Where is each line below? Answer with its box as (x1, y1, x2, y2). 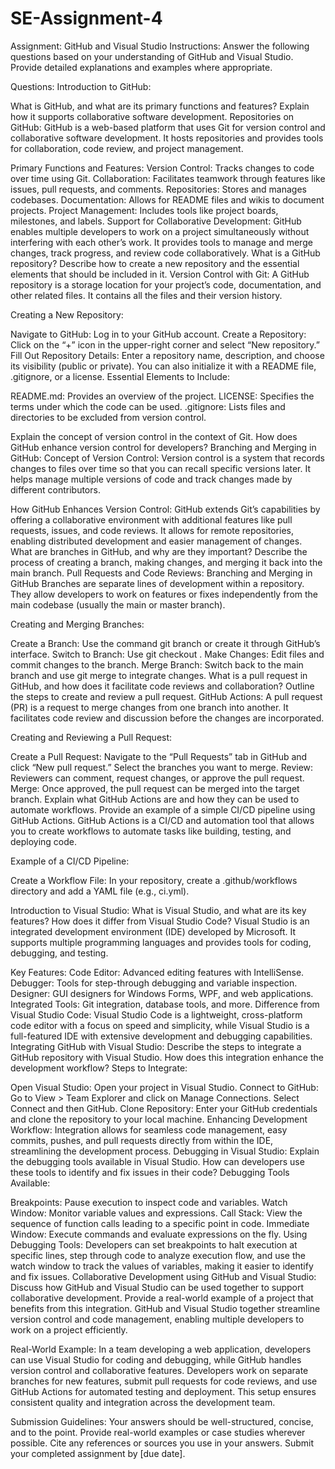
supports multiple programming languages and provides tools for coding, (10, 936, 312, 948)
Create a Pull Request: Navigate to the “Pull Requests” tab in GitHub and (10, 750, 308, 762)
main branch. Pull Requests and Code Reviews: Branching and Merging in (10, 567, 313, 579)
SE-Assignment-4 (10, 7, 163, 30)
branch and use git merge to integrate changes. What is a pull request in (10, 669, 308, 681)
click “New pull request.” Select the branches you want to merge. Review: (10, 761, 314, 773)
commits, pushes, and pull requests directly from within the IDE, (10, 1134, 274, 1146)
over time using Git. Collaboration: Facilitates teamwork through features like (10, 172, 326, 184)
